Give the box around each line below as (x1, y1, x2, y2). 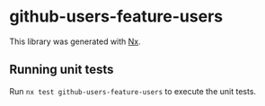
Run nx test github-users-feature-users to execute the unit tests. (9, 85, 257, 96)
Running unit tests (9, 62, 114, 77)
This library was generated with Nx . (9, 36, 141, 47)
